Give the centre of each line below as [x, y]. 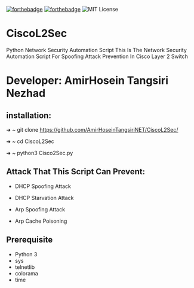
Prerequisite [30, 240]
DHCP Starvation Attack [44, 198]
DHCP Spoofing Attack [43, 186]
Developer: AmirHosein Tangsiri [87, 81]
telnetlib [25, 267]
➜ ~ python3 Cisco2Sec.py [40, 153]
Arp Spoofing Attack [40, 209]
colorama [27, 273]
